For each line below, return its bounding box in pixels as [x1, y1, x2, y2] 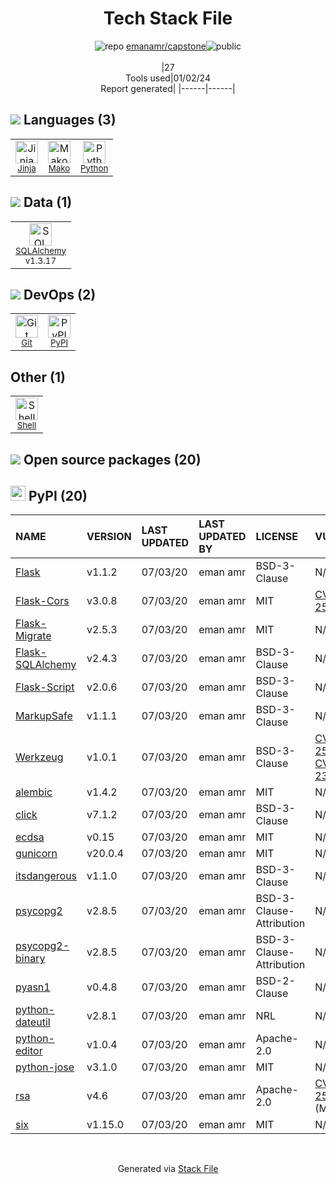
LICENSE [255, 530, 299, 544]
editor [15, 1044, 43, 1058]
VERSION [86, 530, 132, 544]
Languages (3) [23, 112, 117, 129]
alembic [15, 785, 53, 799]
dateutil [15, 1015, 51, 1029]
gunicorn [15, 847, 58, 861]
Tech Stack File [103, 7, 233, 30]
